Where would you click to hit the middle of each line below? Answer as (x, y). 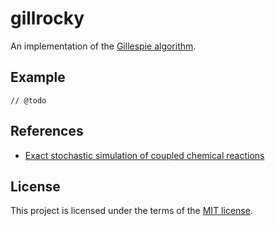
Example (38, 77)
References (47, 131)
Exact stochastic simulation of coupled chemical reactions (144, 155)
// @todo (28, 100)
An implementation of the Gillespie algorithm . (103, 46)
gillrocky (47, 18)
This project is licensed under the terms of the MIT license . (131, 211)
